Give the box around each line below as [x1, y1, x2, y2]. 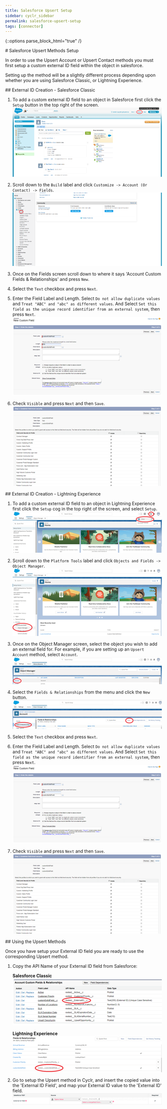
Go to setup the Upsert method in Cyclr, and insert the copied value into [12, 1077, 160, 1083]
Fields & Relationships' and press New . [12, 276, 89, 282]
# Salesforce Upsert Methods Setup [5, 48, 79, 54]
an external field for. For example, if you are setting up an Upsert [12, 646, 144, 652]
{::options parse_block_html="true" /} [5, 38, 82, 44]
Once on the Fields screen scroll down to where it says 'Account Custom [12, 271, 162, 277]
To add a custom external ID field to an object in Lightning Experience [12, 501, 156, 507]
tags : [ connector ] [5, 24, 43, 29]
